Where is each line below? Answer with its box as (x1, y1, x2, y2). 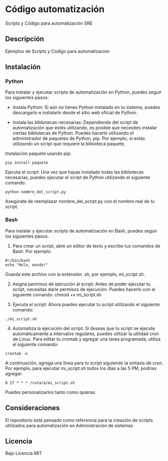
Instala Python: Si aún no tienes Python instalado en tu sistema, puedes (12, 104, 160, 110)
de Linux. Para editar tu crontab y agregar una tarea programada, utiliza (12, 336, 161, 342)
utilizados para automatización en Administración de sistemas (5, 422, 133, 428)
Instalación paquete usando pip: (5, 150, 72, 157)
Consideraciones (5, 404, 60, 412)
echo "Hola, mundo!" (5, 262, 49, 267)
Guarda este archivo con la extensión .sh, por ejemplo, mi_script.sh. (5, 271, 145, 277)
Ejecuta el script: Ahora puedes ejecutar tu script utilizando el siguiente (12, 301, 160, 308)
